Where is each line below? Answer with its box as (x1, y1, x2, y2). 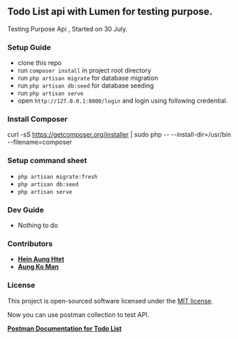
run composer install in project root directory (17, 66, 151, 75)
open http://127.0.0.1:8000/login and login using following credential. (17, 96, 229, 105)
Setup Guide (7, 42, 51, 52)
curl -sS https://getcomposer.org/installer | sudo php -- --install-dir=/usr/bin (7, 130, 232, 139)
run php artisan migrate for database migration (17, 74, 158, 83)
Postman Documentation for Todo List (7, 324, 122, 333)
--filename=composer (7, 138, 72, 147)
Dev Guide (7, 204, 44, 214)
